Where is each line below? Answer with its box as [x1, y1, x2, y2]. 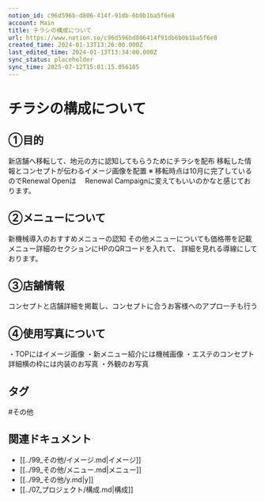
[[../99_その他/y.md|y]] [19, 474, 94, 484]
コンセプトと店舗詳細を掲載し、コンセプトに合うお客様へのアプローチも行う [8, 302, 258, 311]
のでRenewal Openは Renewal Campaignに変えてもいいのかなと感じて [8, 176, 244, 185]
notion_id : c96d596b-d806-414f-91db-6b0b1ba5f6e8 [8, 11, 176, 20]
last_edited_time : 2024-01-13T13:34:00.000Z [8, 48, 157, 56]
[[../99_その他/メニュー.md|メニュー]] [19, 465, 142, 474]
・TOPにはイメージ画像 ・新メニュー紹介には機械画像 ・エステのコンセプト [8, 349, 255, 359]
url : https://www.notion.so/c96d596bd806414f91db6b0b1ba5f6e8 [8, 33, 218, 42]
